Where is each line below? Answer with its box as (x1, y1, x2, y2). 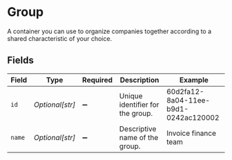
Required (81, 75, 113, 85)
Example (179, 75, 209, 85)
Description (119, 75, 159, 85)
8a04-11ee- (166, 95, 211, 105)
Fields (7, 55, 35, 66)
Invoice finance (166, 128, 216, 138)
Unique (119, 91, 143, 100)
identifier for (119, 100, 159, 109)
